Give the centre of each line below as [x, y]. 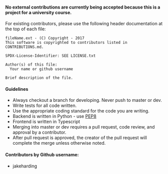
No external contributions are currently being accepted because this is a [83, 7]
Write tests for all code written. [44, 105]
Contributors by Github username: [42, 155]
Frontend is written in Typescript [46, 122]
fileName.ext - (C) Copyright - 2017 [45, 38]
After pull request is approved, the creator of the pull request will [80, 138]
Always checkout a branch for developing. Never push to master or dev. [87, 100]
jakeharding [25, 166]
